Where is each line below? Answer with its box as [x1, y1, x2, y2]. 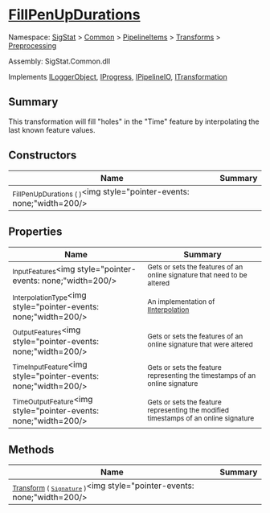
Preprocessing [8, 40, 57, 50]
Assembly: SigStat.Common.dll [8, 56, 111, 66]
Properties [8, 225, 63, 239]
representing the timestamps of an [147, 371, 256, 380]
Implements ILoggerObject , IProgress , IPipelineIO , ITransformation [8, 72, 227, 81]
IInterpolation [147, 306, 190, 314]
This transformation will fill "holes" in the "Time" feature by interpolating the [8, 117, 260, 126]
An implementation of [147, 298, 215, 306]
